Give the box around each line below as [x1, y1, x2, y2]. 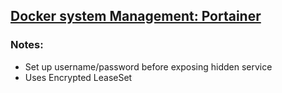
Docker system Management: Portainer [10, 8, 262, 25]
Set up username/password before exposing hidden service [24, 60, 273, 73]
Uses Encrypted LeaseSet [24, 71, 133, 83]
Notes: [10, 38, 44, 52]
